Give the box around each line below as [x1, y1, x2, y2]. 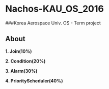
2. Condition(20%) [5, 58, 46, 64]
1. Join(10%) [5, 48, 32, 54]
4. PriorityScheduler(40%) [5, 77, 63, 84]
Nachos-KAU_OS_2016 [5, 3, 104, 15]
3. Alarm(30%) [5, 68, 38, 74]
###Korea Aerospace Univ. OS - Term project [5, 20, 101, 26]
